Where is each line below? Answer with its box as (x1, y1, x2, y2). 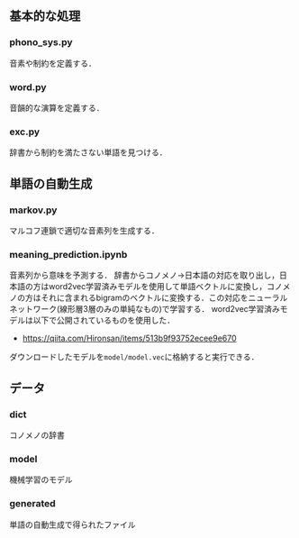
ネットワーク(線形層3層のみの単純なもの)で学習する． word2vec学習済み (9, 304, 281, 315)
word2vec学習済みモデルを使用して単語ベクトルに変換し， (48, 281, 267, 292)
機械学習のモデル (9, 474, 73, 485)
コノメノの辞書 (9, 429, 65, 440)
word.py (9, 80, 47, 93)
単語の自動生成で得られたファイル (9, 519, 136, 530)
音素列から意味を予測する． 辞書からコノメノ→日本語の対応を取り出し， (9, 269, 280, 281)
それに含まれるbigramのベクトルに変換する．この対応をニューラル (40, 292, 288, 304)
